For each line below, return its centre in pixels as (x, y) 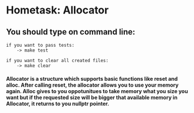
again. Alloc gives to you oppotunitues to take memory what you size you (97, 91)
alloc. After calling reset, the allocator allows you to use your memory (92, 85)
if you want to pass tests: (40, 45)
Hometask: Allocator (57, 10)
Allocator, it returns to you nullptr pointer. (58, 104)
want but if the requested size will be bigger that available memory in (92, 97)
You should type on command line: (71, 32)
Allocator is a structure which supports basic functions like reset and (92, 78)
